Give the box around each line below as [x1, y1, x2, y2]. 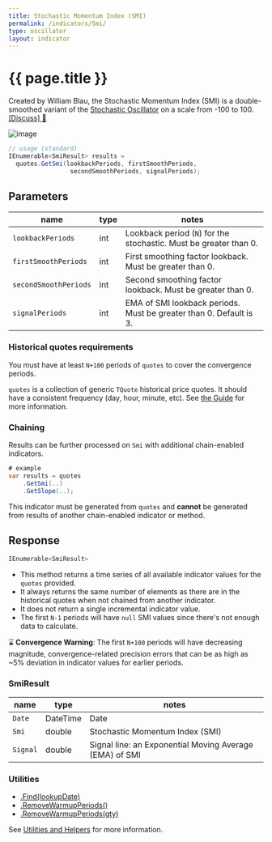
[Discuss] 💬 [8, 113, 47, 123]
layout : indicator [8, 34, 70, 43]
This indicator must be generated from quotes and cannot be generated [8, 501, 249, 511]
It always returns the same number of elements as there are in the [19, 587, 240, 597]
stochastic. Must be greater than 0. [125, 237, 259, 249]
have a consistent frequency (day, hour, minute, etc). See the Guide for [8, 393, 245, 402]
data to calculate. [19, 621, 79, 631]
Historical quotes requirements [8, 342, 134, 353]
